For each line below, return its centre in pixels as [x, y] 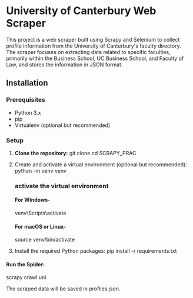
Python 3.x [28, 112]
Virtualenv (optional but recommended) [62, 125]
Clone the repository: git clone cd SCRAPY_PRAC [75, 153]
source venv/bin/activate [45, 240]
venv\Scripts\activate [40, 213]
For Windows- [32, 200]
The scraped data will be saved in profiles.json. [63, 289]
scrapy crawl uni [26, 277]
